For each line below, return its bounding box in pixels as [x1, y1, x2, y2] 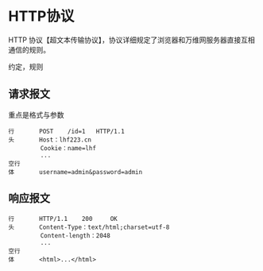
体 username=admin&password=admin [8, 168, 143, 176]
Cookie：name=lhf [40, 144, 97, 152]
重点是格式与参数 [8, 110, 64, 119]
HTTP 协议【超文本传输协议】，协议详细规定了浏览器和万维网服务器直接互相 [8, 35, 256, 45]
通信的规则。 [8, 45, 50, 54]
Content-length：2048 [40, 231, 111, 239]
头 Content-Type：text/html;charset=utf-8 [8, 223, 170, 231]
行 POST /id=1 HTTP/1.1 [8, 127, 125, 135]
